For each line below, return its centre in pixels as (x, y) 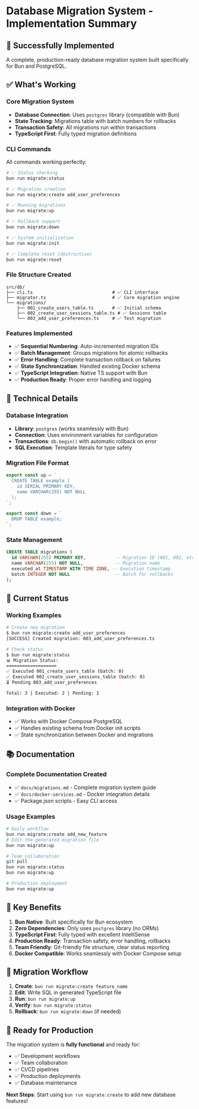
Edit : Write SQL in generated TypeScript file (68, 993)
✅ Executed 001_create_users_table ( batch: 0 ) (65, 672)
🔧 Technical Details (42, 398)
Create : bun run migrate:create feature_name (71, 986)
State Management (34, 540)
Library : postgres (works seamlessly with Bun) (72, 429)
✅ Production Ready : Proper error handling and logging (83, 380)
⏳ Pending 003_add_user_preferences (52, 683)
